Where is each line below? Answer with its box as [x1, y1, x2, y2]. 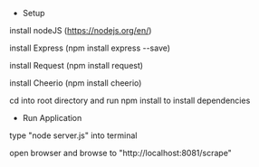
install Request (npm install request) [9, 60, 143, 70]
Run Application [22, 113, 82, 123]
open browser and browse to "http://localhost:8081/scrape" [9, 148, 233, 158]
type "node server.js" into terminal [9, 130, 138, 141]
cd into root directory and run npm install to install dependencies [9, 95, 251, 106]
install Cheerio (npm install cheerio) [9, 78, 142, 88]
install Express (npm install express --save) [9, 42, 170, 53]
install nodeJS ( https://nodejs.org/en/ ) [9, 25, 152, 35]
